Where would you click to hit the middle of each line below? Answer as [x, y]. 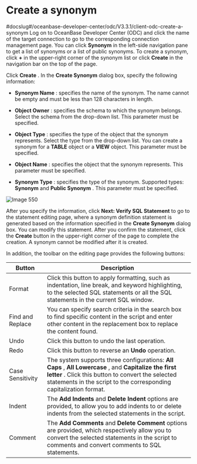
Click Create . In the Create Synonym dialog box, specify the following [92, 75]
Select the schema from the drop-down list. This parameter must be [96, 116]
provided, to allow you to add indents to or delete [114, 406]
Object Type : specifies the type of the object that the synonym [91, 134]
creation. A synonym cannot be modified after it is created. [77, 242]
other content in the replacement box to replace [112, 324]
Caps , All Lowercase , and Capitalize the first [112, 367]
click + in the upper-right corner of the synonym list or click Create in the [95, 57]
